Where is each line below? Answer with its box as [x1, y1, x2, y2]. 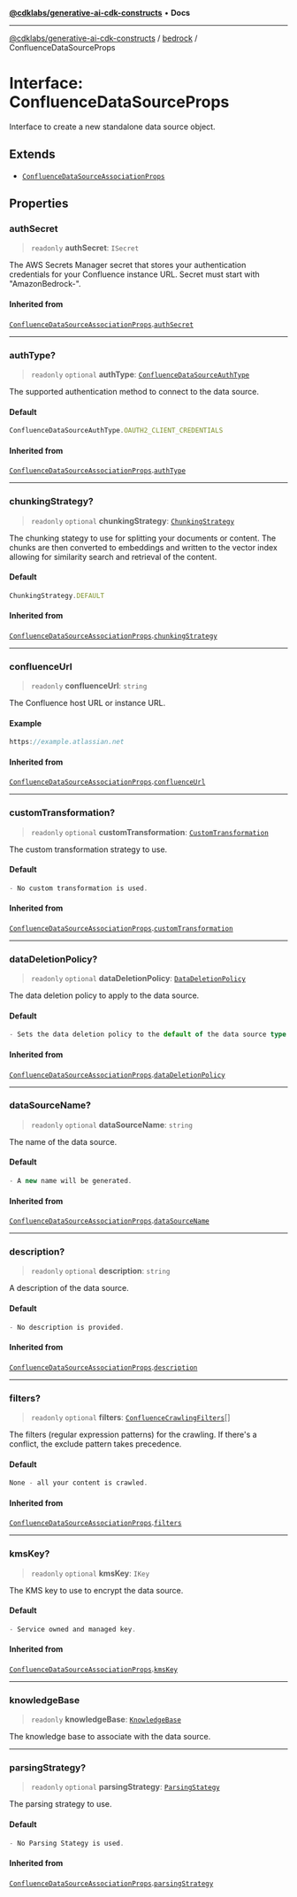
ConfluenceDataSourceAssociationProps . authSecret [9, 319, 194, 329]
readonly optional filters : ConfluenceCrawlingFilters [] [30, 1411, 231, 1423]
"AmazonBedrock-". [9, 279, 81, 289]
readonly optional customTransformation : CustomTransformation [30, 826, 270, 837]
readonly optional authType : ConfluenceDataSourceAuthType [30, 369, 250, 380]
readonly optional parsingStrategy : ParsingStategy [30, 1782, 220, 1793]
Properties [9, 196, 69, 211]
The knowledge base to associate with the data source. [9, 1732, 211, 1742]
